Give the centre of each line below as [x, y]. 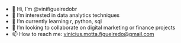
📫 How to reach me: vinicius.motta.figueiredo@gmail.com [83, 34]
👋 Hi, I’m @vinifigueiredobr [44, 9]
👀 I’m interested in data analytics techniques [66, 15]
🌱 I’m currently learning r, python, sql [57, 21]
